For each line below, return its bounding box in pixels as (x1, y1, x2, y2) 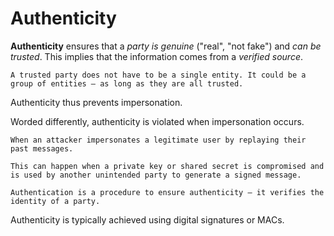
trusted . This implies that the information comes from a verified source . (10, 50, 304, 62)
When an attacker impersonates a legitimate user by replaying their (10, 135, 307, 145)
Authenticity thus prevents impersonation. (10, 96, 183, 108)
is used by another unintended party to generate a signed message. (10, 170, 302, 180)
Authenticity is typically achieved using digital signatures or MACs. (10, 213, 285, 226)
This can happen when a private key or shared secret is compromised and (10, 161, 325, 171)
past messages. (10, 143, 74, 154)
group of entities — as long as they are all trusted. (10, 78, 244, 89)
